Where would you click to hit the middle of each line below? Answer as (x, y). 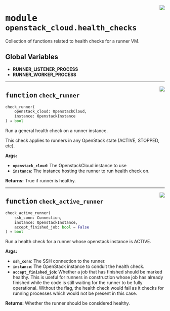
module (22, 18)
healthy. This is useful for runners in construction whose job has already (88, 277)
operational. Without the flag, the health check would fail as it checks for (88, 288)
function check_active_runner (54, 202)
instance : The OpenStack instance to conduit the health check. (78, 266)
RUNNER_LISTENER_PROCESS (45, 69)
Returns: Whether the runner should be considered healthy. (68, 303)
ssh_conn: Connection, (38, 218)
